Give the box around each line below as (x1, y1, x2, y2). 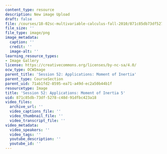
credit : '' (9, 44, 32, 49)
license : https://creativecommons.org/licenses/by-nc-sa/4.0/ (5, 63, 137, 68)
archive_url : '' (9, 104, 43, 109)
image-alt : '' (9, 49, 39, 54)
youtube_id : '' (9, 141, 41, 147)
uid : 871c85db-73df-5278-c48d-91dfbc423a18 (5, 95, 97, 100)
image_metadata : (5, 35, 39, 40)
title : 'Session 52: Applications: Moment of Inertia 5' (5, 90, 126, 95)
